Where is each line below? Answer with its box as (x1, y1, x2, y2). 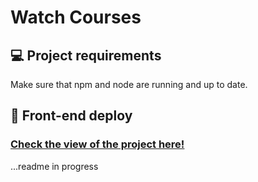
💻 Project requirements (10, 47, 162, 64)
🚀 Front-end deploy (10, 107, 133, 125)
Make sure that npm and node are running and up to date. (10, 79, 248, 90)
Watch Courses (10, 6, 142, 29)
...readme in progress (10, 160, 99, 172)
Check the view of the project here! (10, 137, 185, 151)
